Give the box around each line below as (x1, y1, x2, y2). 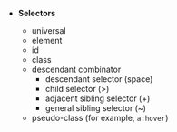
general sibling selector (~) (44, 103, 147, 113)
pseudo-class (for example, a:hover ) (31, 113, 169, 123)
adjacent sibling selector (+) (44, 93, 151, 104)
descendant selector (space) (44, 74, 153, 85)
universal (31, 25, 66, 36)
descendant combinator (31, 64, 122, 75)
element (31, 36, 63, 46)
